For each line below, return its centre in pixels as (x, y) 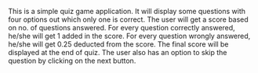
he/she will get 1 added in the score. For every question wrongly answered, (129, 36)
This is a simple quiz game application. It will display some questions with (127, 11)
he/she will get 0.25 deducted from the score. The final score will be (118, 44)
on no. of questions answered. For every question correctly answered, (122, 28)
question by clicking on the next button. (72, 61)
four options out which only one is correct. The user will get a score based (128, 19)
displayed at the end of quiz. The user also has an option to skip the (118, 52)
